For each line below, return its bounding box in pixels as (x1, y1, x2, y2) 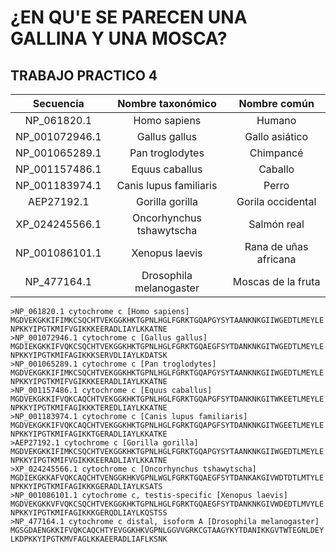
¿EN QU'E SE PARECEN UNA (10, 6, 248, 29)
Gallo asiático (244, 130, 308, 143)
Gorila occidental (236, 195, 317, 208)
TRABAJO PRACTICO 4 (10, 67, 158, 84)
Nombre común (238, 97, 315, 110)
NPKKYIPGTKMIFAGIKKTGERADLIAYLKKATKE (10, 429, 168, 439)
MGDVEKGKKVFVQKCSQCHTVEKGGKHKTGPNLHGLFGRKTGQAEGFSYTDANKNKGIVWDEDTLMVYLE (10, 499, 325, 509)
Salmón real (248, 217, 305, 231)
